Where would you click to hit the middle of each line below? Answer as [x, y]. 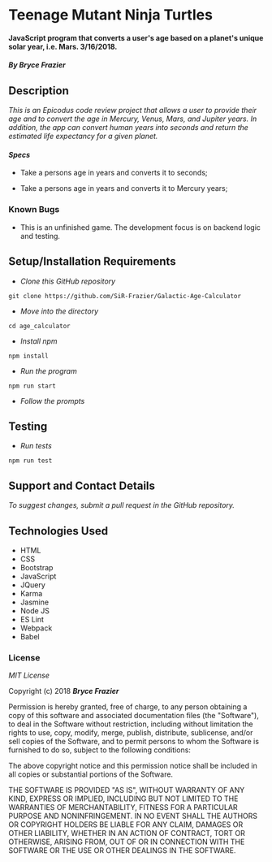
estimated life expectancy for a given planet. [83, 136]
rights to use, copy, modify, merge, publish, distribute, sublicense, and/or [131, 733]
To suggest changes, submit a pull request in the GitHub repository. [122, 505]
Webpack [36, 628]
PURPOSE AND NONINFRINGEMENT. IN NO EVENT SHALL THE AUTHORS [133, 816]
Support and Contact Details [82, 485]
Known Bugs [34, 210]
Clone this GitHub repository [68, 281]
